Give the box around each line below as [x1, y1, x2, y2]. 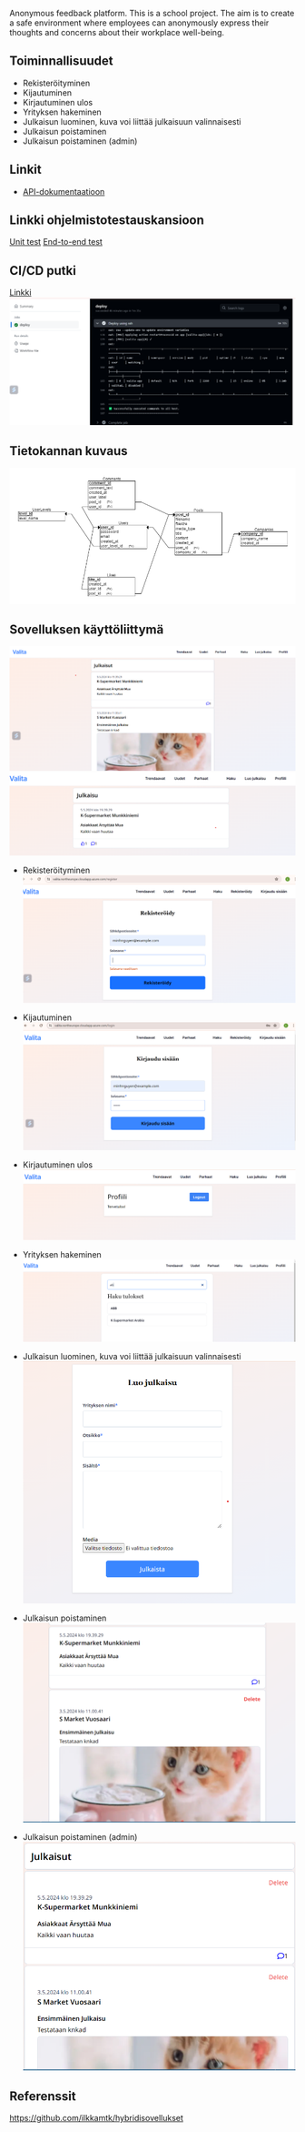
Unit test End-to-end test [9, 237, 103, 248]
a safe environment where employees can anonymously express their [9, 17, 270, 28]
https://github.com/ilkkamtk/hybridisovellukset [9, 2113, 184, 2124]
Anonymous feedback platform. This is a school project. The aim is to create [9, 8, 295, 18]
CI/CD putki [9, 263, 77, 278]
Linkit [9, 162, 43, 177]
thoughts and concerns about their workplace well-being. [9, 27, 225, 37]
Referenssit [9, 2088, 76, 2104]
